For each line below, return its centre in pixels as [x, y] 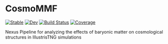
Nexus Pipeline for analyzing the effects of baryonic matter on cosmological [84, 32]
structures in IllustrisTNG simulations [43, 37]
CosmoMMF [31, 9]
